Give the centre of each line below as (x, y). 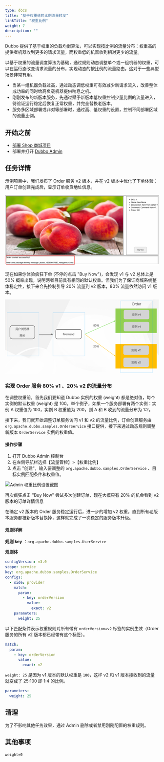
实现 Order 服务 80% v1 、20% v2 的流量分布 (59, 386)
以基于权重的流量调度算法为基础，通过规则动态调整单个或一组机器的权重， (80, 63)
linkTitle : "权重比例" (27, 21)
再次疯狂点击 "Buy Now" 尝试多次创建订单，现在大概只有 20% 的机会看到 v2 (82, 495)
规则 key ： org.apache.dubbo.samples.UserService (56, 542)
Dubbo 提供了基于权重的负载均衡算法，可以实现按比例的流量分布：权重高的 (81, 46)
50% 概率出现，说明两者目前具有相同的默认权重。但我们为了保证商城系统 (79, 280)
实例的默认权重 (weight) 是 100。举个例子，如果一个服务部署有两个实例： (79, 403)
